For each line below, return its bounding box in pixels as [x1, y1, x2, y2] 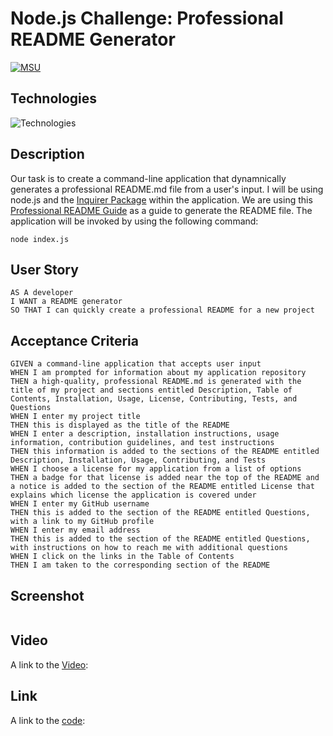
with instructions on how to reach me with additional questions [10, 543, 288, 553]
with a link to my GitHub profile [10, 517, 155, 527]
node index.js [10, 234, 70, 244]
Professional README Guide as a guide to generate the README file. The [10, 204, 313, 216]
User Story [10, 261, 79, 278]
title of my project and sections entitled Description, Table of [10, 385, 293, 396]
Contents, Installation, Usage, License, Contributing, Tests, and [10, 394, 298, 404]
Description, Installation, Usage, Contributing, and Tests [10, 455, 267, 466]
